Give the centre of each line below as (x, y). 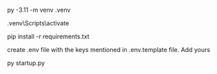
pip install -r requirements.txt (48, 36)
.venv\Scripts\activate (38, 23)
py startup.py (26, 63)
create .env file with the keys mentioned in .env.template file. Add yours (109, 50)
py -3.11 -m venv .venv (39, 10)
